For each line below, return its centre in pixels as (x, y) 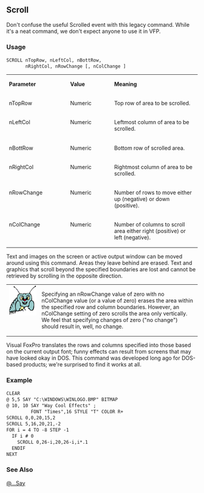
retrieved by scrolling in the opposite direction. (65, 276)
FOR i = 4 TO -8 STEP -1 (38, 430)
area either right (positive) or (150, 231)
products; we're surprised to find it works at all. (82, 365)
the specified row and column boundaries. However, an (110, 307)
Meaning (126, 84)
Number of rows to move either (153, 193)
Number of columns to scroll (150, 225)
